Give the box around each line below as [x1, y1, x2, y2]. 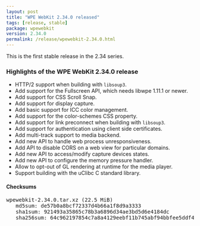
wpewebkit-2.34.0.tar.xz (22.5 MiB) [6, 196, 113, 203]
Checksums [6, 183, 37, 190]
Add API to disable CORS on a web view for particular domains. [14, 144, 170, 152]
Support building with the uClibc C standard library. [14, 169, 141, 177]
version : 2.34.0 [6, 31, 46, 37]
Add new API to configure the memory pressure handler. [14, 157, 154, 164]
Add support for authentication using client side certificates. [14, 125, 162, 133]
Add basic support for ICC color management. [14, 106, 129, 114]
